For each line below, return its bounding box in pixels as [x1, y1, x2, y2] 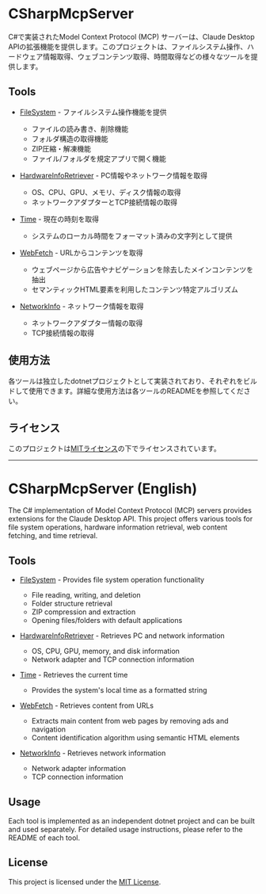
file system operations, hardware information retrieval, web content [8, 522, 228, 532]
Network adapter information [31, 764, 127, 774]
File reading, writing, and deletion [31, 590, 141, 600]
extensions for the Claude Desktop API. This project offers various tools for [8, 514, 253, 524]
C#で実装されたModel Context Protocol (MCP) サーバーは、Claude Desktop [8, 32, 255, 41]
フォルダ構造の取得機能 [31, 134, 108, 143]
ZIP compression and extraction [31, 607, 136, 617]
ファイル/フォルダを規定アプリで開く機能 [31, 154, 166, 163]
